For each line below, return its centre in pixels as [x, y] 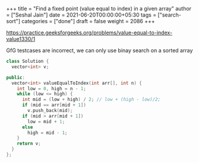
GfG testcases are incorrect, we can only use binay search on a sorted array [99, 50]
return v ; [29, 144]
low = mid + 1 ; [46, 122]
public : [16, 77]
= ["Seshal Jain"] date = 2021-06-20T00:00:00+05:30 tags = [81, 15]
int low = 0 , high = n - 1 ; [51, 88]
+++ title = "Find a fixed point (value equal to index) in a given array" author [99, 9]
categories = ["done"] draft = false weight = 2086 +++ [89, 21]
